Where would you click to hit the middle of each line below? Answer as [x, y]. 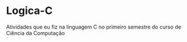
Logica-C [30, 11]
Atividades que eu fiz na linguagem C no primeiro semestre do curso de [94, 27]
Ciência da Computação [36, 33]
